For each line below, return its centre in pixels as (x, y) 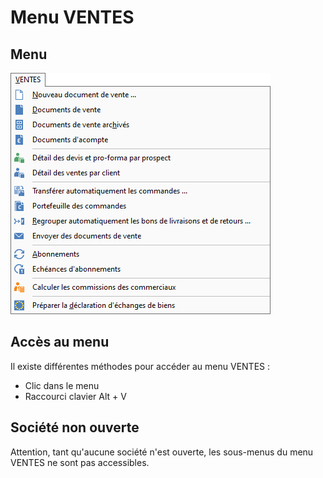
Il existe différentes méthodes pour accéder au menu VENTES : (140, 366)
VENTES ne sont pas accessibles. (80, 462)
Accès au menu (60, 342)
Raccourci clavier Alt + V (75, 396)
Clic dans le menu (62, 385)
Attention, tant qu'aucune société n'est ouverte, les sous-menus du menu (162, 452)
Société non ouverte (75, 427)
